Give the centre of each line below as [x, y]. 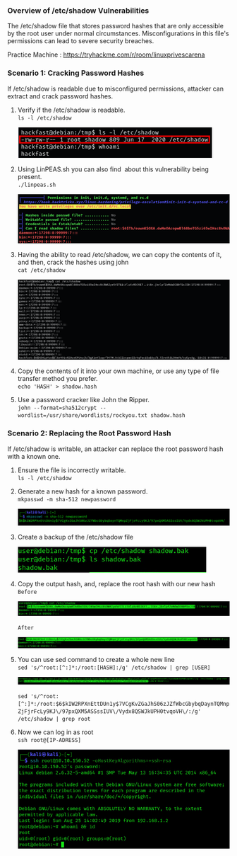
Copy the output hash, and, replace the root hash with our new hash [116, 583]
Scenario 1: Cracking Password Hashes [76, 73]
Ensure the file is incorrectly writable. [72, 470]
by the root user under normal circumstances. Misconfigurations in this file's [118, 33]
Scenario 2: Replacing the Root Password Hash [89, 433]
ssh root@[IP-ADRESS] [49, 741]
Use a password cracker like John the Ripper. [84, 400]
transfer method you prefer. [57, 379]
